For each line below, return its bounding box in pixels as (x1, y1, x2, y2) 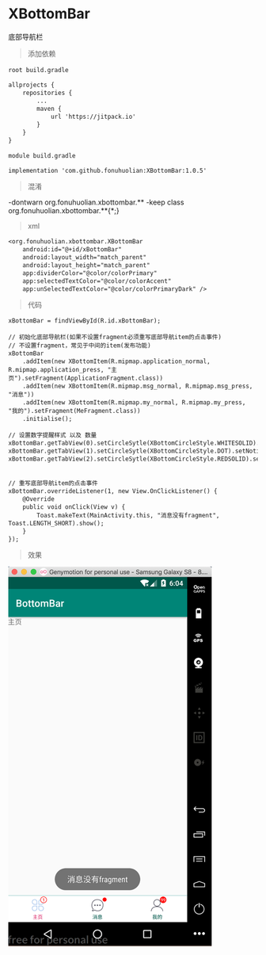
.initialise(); (22, 414, 73, 422)
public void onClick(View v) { (22, 502, 126, 511)
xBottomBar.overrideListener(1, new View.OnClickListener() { (8, 487, 218, 495)
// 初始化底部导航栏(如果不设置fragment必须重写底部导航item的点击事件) (8, 333, 222, 341)
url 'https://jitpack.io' (50, 113, 136, 120)
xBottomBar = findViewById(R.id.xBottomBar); (8, 316, 161, 325)
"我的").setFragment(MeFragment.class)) (8, 407, 141, 414)
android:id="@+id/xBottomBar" (22, 245, 123, 254)
